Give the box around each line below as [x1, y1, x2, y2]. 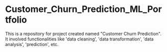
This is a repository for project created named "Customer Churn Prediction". [5, 30, 162, 36]
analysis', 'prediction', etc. [5, 41, 59, 47]
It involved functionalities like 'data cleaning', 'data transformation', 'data [5, 36, 154, 42]
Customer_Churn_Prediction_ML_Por [5, 3, 162, 15]
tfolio [5, 14, 27, 25]
